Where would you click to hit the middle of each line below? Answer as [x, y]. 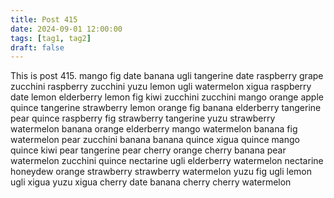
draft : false [37, 47]
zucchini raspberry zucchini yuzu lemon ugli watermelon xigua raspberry [161, 87]
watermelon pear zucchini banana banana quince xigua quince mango [155, 140]
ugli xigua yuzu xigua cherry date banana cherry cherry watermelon [151, 182]
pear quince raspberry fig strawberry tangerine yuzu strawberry [143, 118]
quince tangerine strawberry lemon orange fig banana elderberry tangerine [166, 108]
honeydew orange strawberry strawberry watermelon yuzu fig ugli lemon [161, 172]
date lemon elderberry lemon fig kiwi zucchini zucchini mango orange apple [167, 97]
